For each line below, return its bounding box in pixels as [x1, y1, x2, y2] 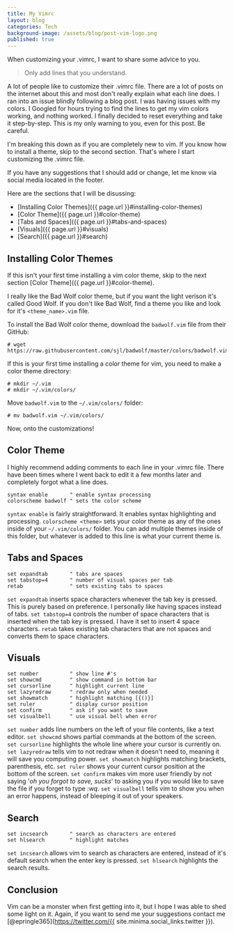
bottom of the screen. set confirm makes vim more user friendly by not [7, 770, 212, 778]
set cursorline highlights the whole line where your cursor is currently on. [7, 740, 221, 749]
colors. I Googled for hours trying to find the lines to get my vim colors [7, 104, 209, 113]
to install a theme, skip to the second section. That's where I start [7, 148, 195, 156]
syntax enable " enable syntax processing [7, 491, 151, 498]
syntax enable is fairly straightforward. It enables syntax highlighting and [7, 509, 217, 518]
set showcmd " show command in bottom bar [7, 676, 157, 683]
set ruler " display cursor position [7, 701, 148, 708]
